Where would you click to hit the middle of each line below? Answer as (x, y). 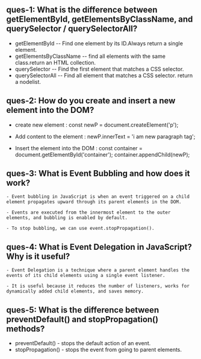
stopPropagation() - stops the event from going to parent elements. (98, 350)
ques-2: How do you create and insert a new (91, 101)
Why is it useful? (38, 256)
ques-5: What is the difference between (83, 310)
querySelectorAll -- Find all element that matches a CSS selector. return (104, 75)
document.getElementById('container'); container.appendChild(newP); (102, 154)
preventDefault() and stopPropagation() (82, 319)
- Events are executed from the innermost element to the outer (88, 213)
